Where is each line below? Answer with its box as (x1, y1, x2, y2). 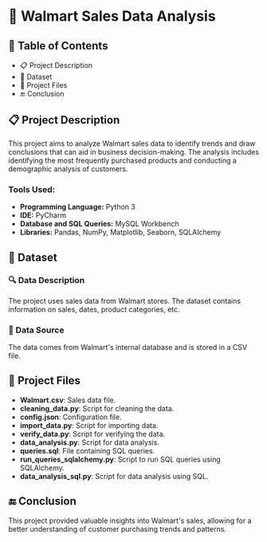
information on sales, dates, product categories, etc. (8, 304, 181, 314)
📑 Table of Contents (8, 39, 108, 53)
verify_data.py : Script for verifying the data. (19, 429, 166, 438)
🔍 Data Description (8, 275, 85, 286)
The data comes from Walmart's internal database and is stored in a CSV (8, 343, 248, 352)
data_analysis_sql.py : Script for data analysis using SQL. (19, 471, 209, 481)
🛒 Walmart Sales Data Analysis (8, 7, 217, 26)
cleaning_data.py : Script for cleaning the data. (19, 403, 175, 413)
